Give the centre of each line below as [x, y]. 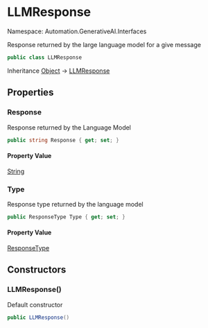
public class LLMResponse [44, 57]
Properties [31, 93]
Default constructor [35, 304]
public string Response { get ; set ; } [63, 140]
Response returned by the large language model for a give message [104, 44]
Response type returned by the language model [75, 204]
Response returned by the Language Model [69, 127]
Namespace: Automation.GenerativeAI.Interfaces [77, 31]
